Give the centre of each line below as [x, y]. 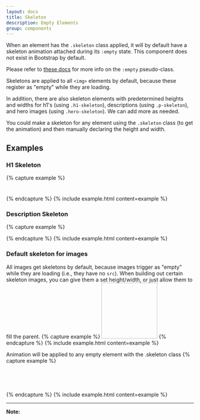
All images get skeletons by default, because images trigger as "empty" [94, 267]
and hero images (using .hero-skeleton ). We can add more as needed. [93, 111]
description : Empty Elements [42, 23]
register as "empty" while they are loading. [59, 87]
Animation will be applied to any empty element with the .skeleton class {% [98, 354]
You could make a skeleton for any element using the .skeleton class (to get [100, 123]
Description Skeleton [37, 214]
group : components [29, 28]
